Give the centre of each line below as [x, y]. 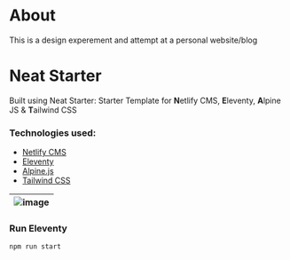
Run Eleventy [39, 229]
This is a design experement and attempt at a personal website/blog [133, 40]
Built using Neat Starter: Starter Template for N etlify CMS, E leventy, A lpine [145, 100]
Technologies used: [53, 132]
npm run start [35, 247]
